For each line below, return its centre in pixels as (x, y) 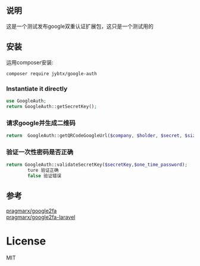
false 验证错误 (44, 176)
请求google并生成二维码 (41, 123)
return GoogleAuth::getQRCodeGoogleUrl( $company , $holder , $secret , (94, 135)
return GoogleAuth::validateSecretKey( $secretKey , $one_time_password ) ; (97, 165)
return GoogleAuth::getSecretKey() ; (51, 106)
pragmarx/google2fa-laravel (41, 217)
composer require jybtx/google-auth (51, 73)
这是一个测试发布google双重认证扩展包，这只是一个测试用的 (80, 26)
